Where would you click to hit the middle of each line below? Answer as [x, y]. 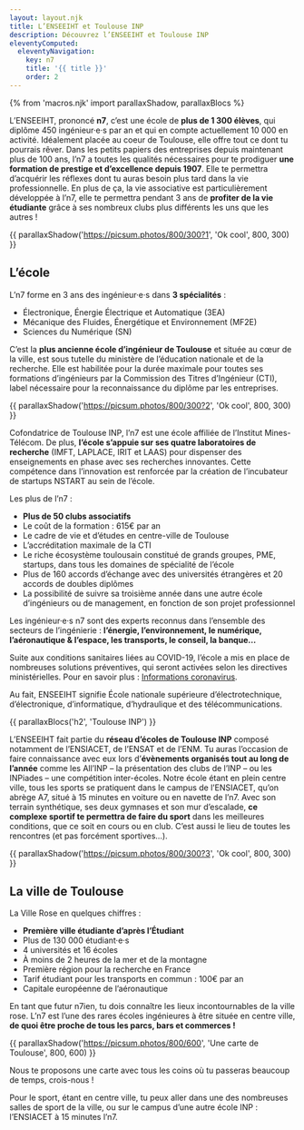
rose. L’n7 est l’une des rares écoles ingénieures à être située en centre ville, [152, 1016]
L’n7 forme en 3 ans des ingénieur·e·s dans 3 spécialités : [118, 294]
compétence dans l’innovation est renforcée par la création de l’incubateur [149, 471]
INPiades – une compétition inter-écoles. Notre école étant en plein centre [148, 778]
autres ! [24, 217]
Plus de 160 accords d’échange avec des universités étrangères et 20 [152, 574]
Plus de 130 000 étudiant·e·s [76, 940]
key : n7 [40, 60]
